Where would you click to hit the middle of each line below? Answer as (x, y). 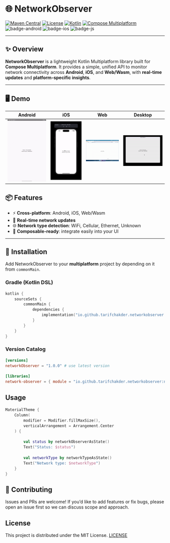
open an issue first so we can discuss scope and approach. (67, 507)
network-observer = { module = (38, 382)
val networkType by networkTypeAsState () (68, 458)
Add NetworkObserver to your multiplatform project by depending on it (80, 264)
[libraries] (18, 377)
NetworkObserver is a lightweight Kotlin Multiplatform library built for (78, 61)
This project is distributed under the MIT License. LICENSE (66, 535)
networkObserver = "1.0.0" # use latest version (57, 366)
